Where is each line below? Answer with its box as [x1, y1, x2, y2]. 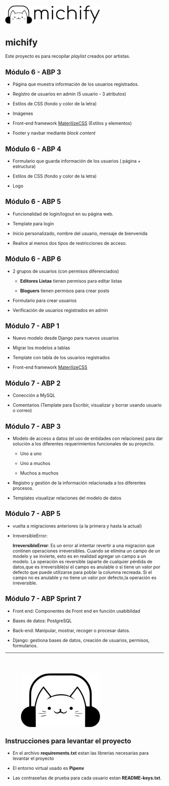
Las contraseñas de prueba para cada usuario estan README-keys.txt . [12, 775, 162, 781]
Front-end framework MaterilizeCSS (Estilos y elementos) [12, 120, 132, 126]
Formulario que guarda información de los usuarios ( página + [12, 158, 141, 164]
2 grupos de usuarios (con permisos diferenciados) [12, 268, 119, 274]
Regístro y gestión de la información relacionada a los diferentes [12, 480, 146, 486]
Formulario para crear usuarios [12, 297, 77, 303]
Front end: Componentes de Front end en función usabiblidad [12, 608, 140, 614]
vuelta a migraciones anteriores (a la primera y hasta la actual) [12, 522, 142, 529]
